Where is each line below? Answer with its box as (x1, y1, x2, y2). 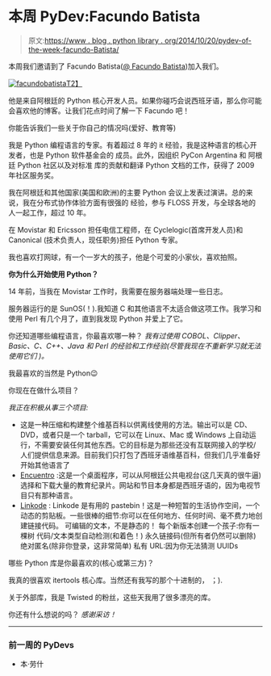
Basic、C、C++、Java (8, 341, 85, 351)
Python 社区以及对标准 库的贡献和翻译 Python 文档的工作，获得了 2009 (17, 160, 255, 170)
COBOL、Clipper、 (181, 330, 245, 340)
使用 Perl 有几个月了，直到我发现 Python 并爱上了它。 (8, 313, 188, 323)
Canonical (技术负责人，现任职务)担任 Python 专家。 (8, 235, 183, 245)
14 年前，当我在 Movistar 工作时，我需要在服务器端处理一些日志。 (8, 286, 227, 296)
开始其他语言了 (19, 460, 70, 469)
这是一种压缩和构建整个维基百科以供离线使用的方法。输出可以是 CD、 (19, 419, 252, 429)
